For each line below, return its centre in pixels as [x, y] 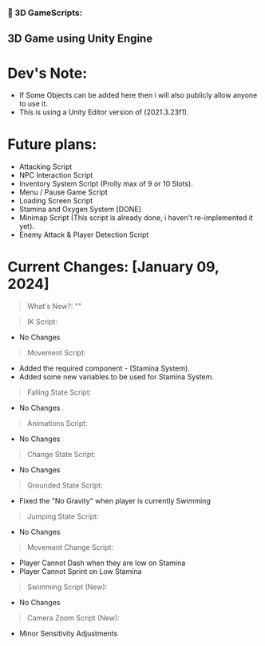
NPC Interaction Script [56, 175]
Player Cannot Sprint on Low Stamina [80, 572]
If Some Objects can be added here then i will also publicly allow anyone [138, 95]
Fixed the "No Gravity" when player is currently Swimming [115, 501]
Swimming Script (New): [67, 587]
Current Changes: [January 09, [113, 267]
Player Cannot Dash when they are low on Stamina [102, 563]
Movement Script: [56, 353]
